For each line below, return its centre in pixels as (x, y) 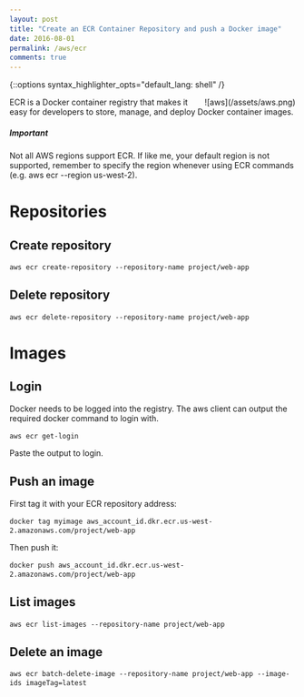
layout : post (34, 19)
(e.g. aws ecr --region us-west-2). (74, 175)
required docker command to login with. (84, 418)
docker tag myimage (46, 521)
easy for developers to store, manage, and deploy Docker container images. (152, 112)
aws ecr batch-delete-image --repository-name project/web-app (132, 674)
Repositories (58, 212)
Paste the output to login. (57, 453)
